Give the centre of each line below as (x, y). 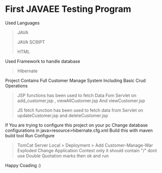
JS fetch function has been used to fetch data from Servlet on (80, 110)
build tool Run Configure (30, 135)
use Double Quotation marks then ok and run (63, 156)
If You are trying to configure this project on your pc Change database (77, 125)
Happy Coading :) (23, 165)
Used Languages (22, 23)
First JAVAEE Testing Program (68, 9)
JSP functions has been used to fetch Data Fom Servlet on (77, 95)
